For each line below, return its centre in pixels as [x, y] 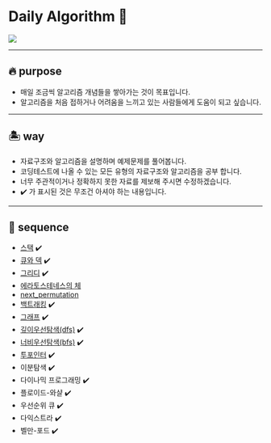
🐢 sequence [39, 227]
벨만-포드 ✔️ [39, 431]
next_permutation [49, 295]
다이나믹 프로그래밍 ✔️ [55, 380]
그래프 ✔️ [34, 317]
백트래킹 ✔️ [38, 304]
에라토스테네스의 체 [50, 285]
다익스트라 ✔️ [41, 418]
